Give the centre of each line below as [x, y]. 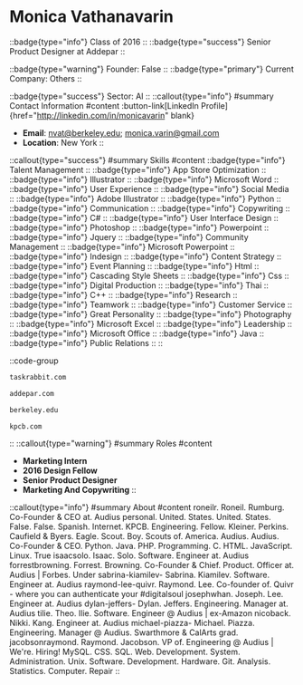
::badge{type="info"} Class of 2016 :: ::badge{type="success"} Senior [140, 42]
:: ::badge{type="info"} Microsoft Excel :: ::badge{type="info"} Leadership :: [151, 323]
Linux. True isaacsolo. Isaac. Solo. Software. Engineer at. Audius [129, 555]
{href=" [24, 115]
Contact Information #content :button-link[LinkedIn [104, 105]
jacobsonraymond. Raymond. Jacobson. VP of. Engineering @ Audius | [142, 642]
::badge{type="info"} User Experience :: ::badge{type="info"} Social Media [149, 188]
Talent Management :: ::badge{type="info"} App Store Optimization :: [138, 169]
